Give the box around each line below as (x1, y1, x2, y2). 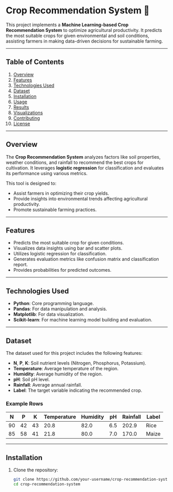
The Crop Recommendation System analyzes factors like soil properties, (6, 154, 161, 160)
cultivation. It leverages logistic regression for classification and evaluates (6, 164, 164, 171)
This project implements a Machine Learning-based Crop (6, 22, 129, 28)
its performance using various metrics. (6, 170, 88, 176)
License (13, 120, 30, 126)
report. (13, 261, 28, 268)
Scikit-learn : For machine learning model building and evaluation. (13, 317, 152, 323)
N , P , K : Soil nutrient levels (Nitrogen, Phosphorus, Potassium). (13, 360, 147, 366)
